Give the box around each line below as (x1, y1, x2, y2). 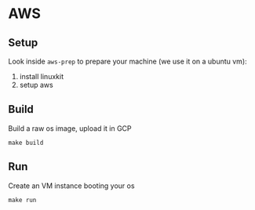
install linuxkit (19, 72, 64, 81)
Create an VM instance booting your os (8, 181, 135, 190)
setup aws (19, 80, 53, 89)
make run (8, 196, 37, 204)
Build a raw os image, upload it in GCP (8, 123, 132, 133)
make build (8, 139, 44, 147)
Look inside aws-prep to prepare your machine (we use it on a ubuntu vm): (8, 56, 247, 66)
